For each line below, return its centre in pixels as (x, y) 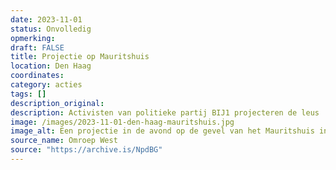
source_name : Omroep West (64, 141)
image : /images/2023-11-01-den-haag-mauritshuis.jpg (122, 122)
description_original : (57, 103)
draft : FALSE (37, 47)
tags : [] (28, 94)
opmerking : (33, 38)
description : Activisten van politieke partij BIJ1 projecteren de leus (165, 112)
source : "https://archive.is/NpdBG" (86, 150)
